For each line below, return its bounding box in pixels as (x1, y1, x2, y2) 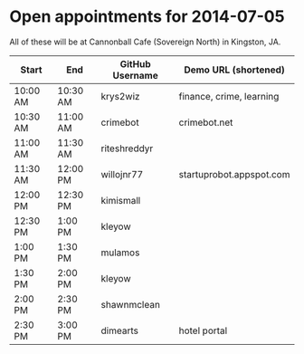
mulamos (100, 246, 140, 259)
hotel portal (178, 324, 228, 337)
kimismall (100, 194, 141, 206)
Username (112, 69, 158, 81)
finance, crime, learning (178, 90, 280, 102)
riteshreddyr (100, 142, 154, 155)
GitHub (119, 57, 151, 70)
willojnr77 (100, 167, 144, 180)
